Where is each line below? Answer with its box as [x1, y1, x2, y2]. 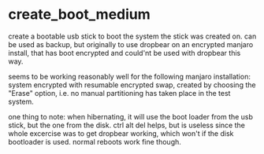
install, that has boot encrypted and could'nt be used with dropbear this [8, 48, 241, 57]
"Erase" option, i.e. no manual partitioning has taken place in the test [8, 88, 231, 97]
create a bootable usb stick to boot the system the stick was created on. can [8, 31, 257, 41]
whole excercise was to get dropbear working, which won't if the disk [8, 128, 234, 138]
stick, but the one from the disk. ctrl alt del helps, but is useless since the [8, 120, 246, 130]
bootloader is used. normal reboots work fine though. [8, 137, 181, 146]
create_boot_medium [8, 5, 151, 24]
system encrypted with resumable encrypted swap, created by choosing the [8, 80, 256, 90]
